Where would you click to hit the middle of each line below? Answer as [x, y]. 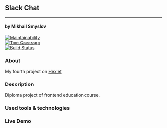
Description [20, 85]
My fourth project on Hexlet [33, 72]
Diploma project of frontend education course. [53, 95]
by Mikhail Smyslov [26, 26]
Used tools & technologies [38, 108]
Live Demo [18, 121]
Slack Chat [22, 8]
